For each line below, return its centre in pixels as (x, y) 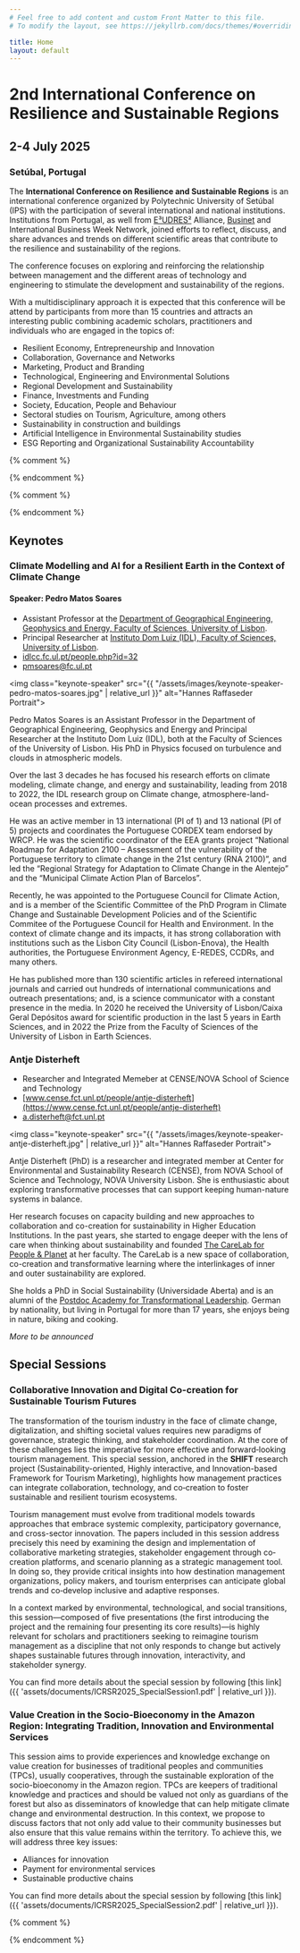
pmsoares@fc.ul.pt (57, 666)
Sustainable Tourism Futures (73, 1401)
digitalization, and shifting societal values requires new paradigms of (135, 1430)
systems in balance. (46, 1199)
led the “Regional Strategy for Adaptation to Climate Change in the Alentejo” (149, 868)
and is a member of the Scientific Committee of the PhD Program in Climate (148, 904)
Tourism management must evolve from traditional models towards (133, 1514)
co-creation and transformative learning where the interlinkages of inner (142, 1263)
